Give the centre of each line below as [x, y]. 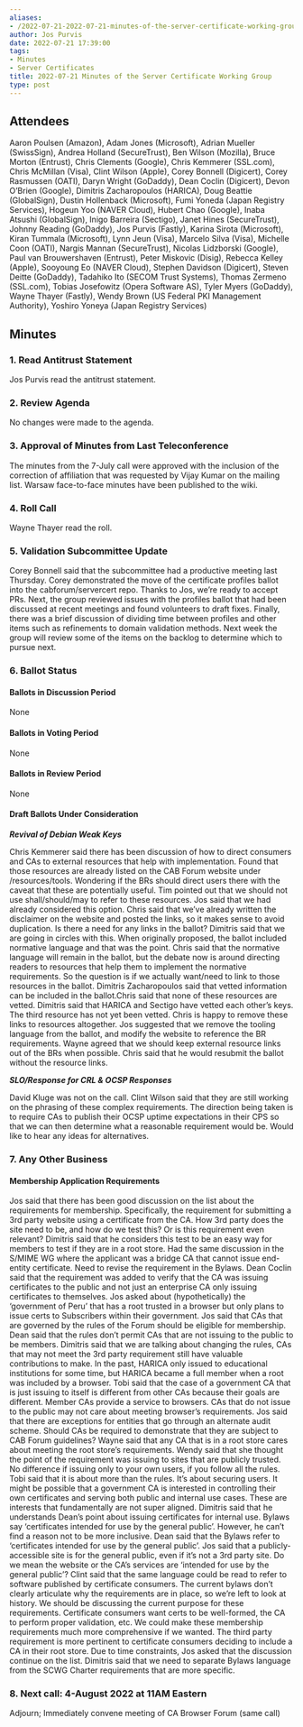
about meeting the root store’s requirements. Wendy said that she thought [147, 1450]
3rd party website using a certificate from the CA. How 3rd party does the [147, 1220]
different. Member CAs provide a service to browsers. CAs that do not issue [150, 1402]
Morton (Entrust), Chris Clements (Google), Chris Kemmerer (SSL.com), [142, 162]
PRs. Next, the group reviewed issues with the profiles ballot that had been [148, 600]
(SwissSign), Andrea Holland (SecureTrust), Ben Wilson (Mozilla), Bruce [142, 152]
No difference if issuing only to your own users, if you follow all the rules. [145, 1469]
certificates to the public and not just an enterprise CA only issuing [133, 1287]
